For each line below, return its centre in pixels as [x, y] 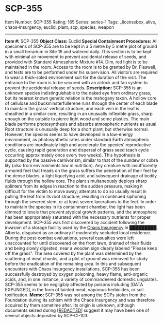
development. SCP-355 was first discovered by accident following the [75, 222]
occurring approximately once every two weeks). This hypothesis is [73, 155]
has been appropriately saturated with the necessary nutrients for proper [78, 217]
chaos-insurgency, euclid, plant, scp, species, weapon [59, 27]
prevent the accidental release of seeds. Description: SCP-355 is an [73, 88]
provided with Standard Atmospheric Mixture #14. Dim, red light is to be [76, 62]
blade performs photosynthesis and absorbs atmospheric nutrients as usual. [81, 124]
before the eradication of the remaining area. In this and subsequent [73, 264]
